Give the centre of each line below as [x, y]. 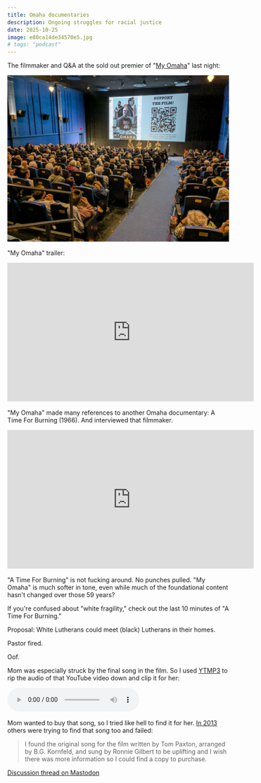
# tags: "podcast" [34, 45]
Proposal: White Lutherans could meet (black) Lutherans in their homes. [112, 629]
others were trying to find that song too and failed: [80, 731]
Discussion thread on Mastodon [53, 773]
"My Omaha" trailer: [36, 253]
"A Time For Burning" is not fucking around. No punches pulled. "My [106, 580]
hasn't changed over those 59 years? [61, 595]
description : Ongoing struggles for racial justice [84, 22]
